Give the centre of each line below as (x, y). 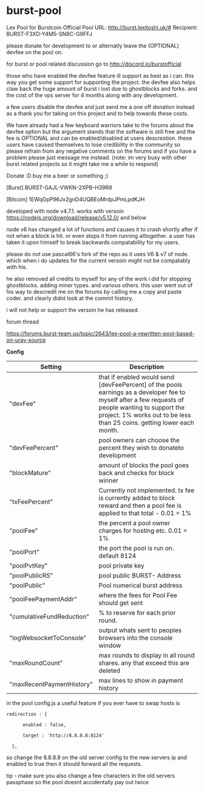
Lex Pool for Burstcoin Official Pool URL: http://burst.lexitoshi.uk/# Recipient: (102, 27)
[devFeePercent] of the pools (141, 384)
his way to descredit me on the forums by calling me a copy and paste (94, 291)
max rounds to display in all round (147, 655)
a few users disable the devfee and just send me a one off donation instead (100, 106)
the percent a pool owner (134, 523)
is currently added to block (137, 498)
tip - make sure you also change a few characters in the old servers (91, 776)
